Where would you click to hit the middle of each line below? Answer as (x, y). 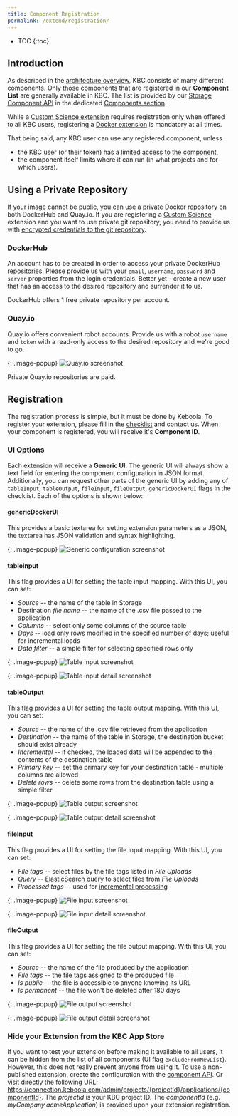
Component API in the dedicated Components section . (87, 103)
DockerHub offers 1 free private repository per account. (89, 300)
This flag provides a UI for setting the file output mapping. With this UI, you (117, 946)
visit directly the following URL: (53, 1082)
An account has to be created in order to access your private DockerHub (114, 264)
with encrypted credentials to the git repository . (77, 229)
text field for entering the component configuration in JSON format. (106, 473)
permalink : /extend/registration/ (59, 21)
